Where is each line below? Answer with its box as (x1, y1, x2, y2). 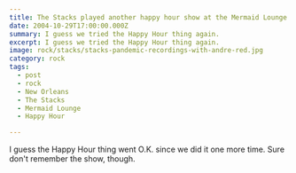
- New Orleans (17, 87, 69, 96)
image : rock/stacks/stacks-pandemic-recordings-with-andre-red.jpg (9, 46, 264, 55)
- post (17, 71, 42, 80)
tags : (9, 63, 29, 72)
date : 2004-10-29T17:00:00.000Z (9, 21, 129, 30)
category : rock (9, 54, 66, 63)
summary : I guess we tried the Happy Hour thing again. (9, 29, 220, 38)
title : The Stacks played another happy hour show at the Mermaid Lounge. (9, 12, 292, 22)
